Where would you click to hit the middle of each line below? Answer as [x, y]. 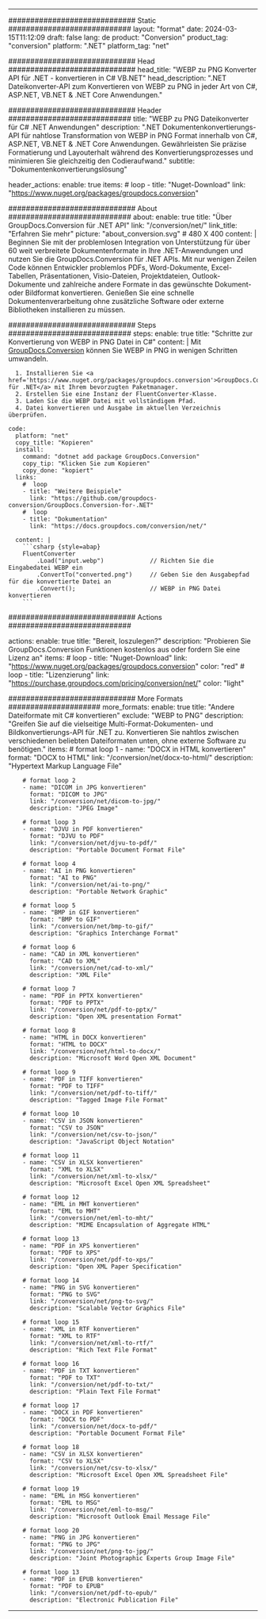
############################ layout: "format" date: [106, 29]
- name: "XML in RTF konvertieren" [81, 1329]
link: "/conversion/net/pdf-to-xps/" [91, 1259]
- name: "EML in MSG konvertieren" [81, 1496]
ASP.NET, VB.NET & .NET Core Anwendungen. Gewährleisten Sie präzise [127, 144]
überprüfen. [28, 415]
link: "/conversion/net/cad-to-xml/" [91, 968]
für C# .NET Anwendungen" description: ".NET [84, 127]
